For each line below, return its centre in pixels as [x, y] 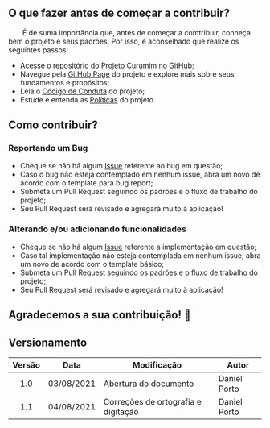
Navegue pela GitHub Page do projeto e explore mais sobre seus [127, 74]
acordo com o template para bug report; [86, 183]
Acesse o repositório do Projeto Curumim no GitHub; [107, 65]
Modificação [157, 365]
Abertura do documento [149, 384]
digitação [121, 412]
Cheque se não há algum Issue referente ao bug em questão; [121, 165]
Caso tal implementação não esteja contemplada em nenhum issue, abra [140, 255]
